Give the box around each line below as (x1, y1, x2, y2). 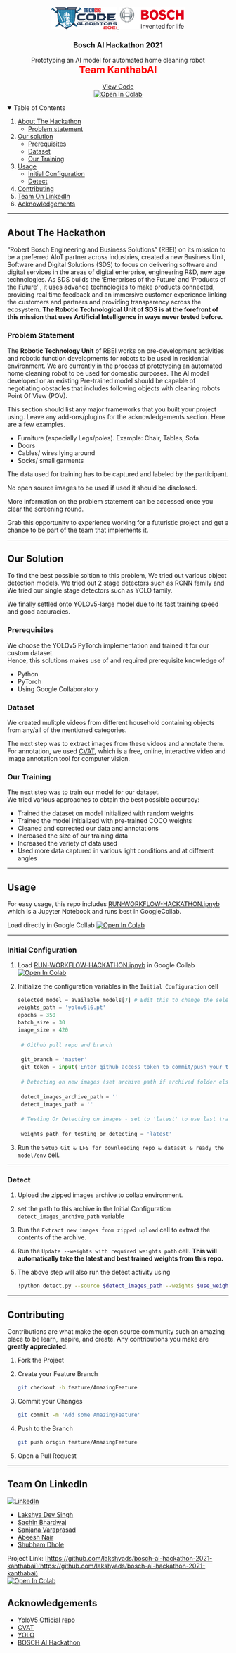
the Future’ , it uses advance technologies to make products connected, (7, 283, 216, 292)
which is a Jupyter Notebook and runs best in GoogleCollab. (7, 908, 182, 916)
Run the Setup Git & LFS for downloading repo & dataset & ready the (17, 1144, 225, 1152)
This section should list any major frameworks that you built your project (7, 405, 216, 414)
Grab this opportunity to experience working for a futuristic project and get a (7, 518, 229, 526)
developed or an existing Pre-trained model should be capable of (7, 376, 196, 385)
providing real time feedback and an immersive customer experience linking (7, 290, 227, 299)
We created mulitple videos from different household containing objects (7, 719, 215, 726)
